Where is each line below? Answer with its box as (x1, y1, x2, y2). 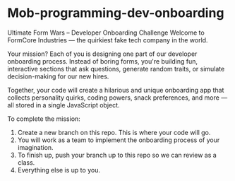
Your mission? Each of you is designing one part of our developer (7, 49, 198, 58)
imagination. (17, 143, 54, 151)
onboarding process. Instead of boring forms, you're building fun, (7, 57, 198, 65)
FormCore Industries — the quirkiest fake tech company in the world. (7, 35, 208, 44)
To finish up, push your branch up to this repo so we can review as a (17, 151, 217, 159)
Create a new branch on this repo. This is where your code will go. (17, 128, 211, 136)
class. (17, 158, 35, 167)
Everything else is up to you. (17, 165, 101, 174)
